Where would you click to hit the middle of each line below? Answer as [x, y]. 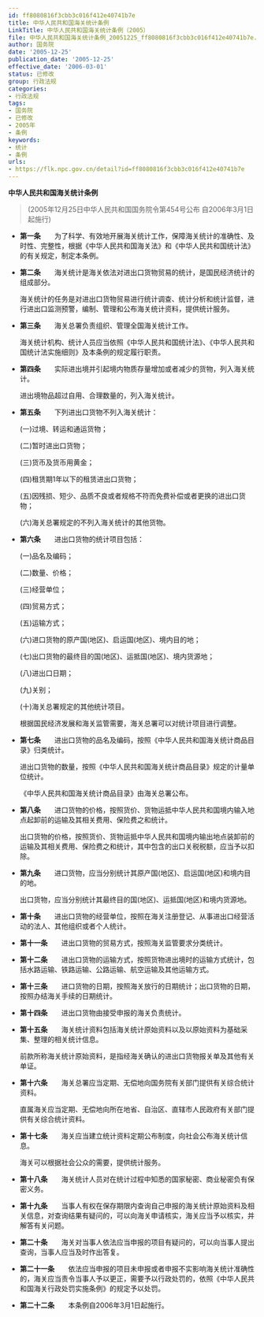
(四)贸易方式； [43, 606]
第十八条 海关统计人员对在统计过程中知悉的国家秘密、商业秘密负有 [134, 1179]
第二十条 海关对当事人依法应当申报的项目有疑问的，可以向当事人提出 [137, 1242]
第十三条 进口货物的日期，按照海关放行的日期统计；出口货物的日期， [137, 986]
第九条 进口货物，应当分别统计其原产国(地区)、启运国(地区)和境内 [132, 873]
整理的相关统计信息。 [68, 1039]
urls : [17, 162]
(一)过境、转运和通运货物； [64, 429]
